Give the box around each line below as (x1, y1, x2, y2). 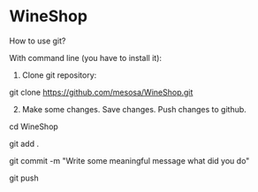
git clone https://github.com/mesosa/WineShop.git (9, 87, 193, 97)
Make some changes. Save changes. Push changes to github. (21, 104, 247, 114)
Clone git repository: (21, 69, 97, 81)
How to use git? (9, 35, 66, 46)
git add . (9, 138, 40, 149)
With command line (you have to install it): (9, 52, 162, 63)
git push (9, 173, 40, 183)
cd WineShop (9, 121, 59, 132)
